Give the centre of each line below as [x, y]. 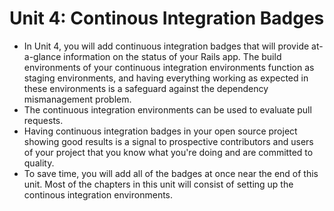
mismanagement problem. [77, 99]
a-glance [42, 56]
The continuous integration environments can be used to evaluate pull [167, 109]
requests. [43, 120]
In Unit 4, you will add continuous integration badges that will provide [166, 46]
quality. [39, 163]
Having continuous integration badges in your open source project [160, 131]
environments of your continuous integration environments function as [169, 67]
